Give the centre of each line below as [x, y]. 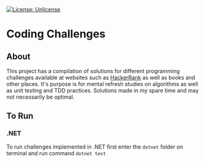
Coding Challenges [56, 34]
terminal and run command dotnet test [56, 153]
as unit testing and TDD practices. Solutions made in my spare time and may [102, 90]
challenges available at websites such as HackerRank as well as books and [101, 77]
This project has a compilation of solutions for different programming [93, 71]
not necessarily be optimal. [40, 97]
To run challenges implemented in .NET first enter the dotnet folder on [95, 147]
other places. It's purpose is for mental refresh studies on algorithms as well [102, 84]
